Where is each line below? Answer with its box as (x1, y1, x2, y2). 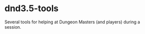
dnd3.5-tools (4, 3, 59, 14)
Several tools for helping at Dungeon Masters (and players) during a (4, 19, 140, 25)
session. (4, 24, 21, 30)
